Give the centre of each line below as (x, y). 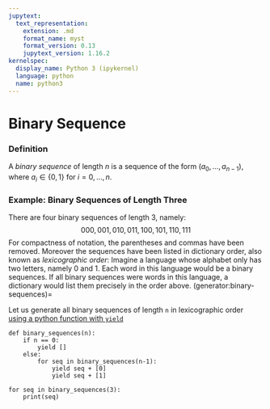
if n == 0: (41, 340)
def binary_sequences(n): (52, 333)
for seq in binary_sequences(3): (65, 390)
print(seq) (41, 397)
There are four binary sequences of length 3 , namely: (97, 217)
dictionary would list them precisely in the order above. (100, 285)
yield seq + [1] (79, 375)
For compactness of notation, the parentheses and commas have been (127, 242)
